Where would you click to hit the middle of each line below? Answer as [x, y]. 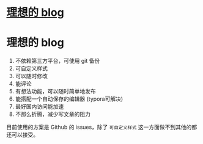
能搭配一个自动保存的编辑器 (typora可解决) [69, 99]
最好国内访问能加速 [39, 107]
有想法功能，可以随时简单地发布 [55, 92]
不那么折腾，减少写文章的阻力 [53, 114]
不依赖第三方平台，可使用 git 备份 [57, 61]
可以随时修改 [31, 76]
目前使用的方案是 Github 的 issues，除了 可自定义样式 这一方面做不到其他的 [99, 127]
